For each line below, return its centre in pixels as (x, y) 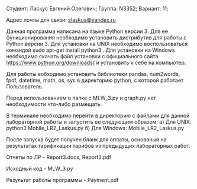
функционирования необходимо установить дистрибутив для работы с (96, 37)
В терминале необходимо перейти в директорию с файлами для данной (98, 115)
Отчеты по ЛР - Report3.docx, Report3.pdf (59, 157)
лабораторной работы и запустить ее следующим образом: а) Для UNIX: (99, 122)
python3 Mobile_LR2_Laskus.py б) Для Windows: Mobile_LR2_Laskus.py (95, 128)
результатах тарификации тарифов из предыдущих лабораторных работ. (98, 146)
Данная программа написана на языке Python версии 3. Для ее (87, 31)
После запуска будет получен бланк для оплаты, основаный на (86, 140)
